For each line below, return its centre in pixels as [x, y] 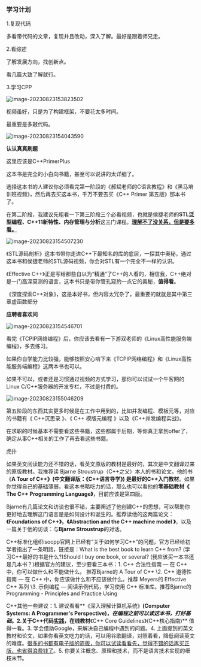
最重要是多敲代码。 [30, 125]
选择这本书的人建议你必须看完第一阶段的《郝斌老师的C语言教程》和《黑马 [97, 187]
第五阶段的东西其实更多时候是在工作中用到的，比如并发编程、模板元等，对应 [100, 411]
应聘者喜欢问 [22, 314]
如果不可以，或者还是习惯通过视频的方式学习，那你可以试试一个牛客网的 [95, 379]
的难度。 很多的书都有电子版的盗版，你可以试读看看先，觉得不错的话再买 [95, 643]
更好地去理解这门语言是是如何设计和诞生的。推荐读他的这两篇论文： [90, 514]
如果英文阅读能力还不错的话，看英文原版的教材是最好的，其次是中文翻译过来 [100, 464]
